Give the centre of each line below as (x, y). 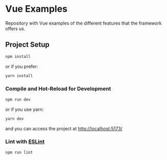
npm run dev (18, 99)
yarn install (19, 76)
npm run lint (19, 152)
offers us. (15, 28)
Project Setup (28, 45)
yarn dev (15, 118)
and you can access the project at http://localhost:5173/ (64, 128)
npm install (18, 56)
